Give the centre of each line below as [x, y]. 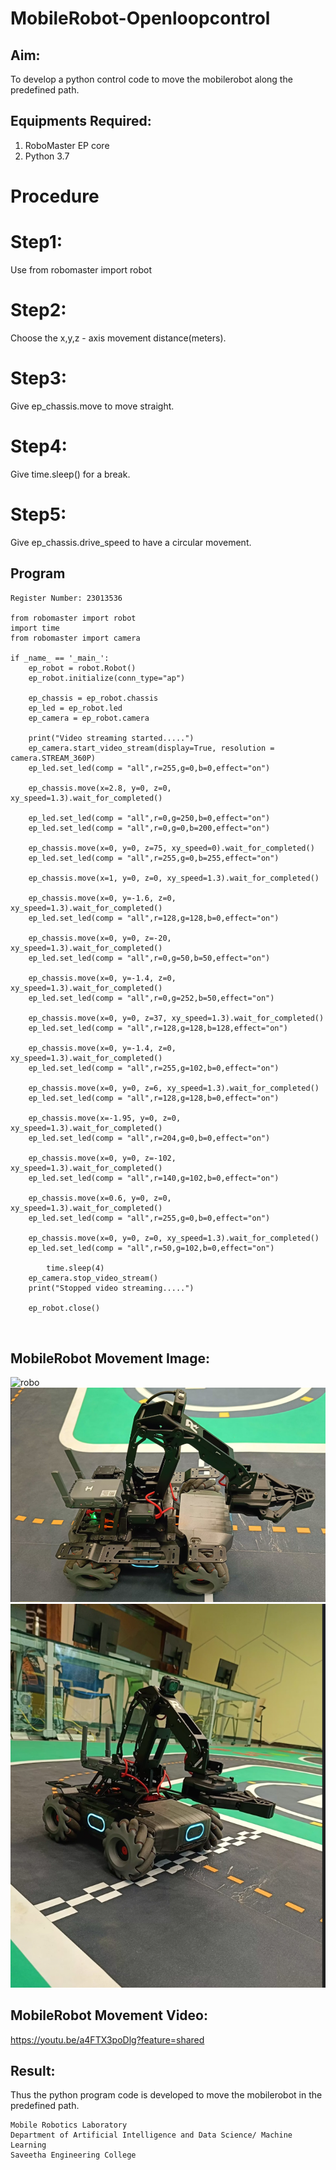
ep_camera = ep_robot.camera [89, 718]
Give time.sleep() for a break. [70, 474]
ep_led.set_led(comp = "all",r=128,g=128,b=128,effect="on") [158, 1028]
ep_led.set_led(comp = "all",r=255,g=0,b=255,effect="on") [154, 858]
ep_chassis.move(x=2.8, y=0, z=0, [100, 788]
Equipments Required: [81, 121]
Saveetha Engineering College [73, 2155]
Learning [28, 2145]
